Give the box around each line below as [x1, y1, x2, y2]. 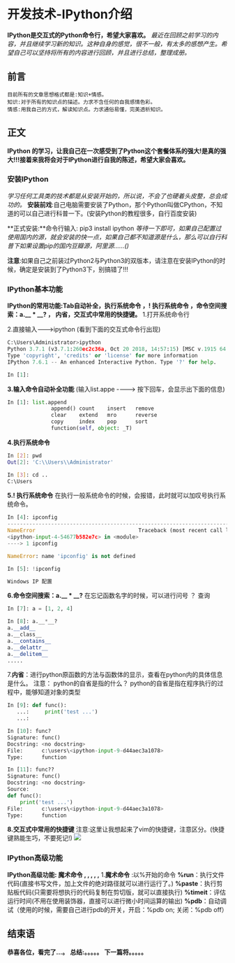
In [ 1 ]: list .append [7, 399, 68, 406]
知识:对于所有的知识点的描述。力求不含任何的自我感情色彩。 [7, 99, 156, 106]
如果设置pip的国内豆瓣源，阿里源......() [19, 241, 129, 250]
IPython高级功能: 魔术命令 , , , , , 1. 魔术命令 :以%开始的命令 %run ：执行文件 [7, 870, 225, 878]
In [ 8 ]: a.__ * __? [7, 618, 58, 625]
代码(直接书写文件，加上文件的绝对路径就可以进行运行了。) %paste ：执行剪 [7, 879, 223, 887]
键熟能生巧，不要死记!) [7, 834, 73, 843]
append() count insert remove [51, 405, 155, 413]
